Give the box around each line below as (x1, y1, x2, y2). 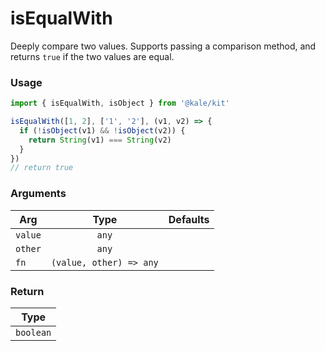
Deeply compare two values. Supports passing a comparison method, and (10, 40, 317, 52)
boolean (15, 327, 52, 338)
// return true (10, 163, 74, 173)
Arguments (10, 187, 67, 201)
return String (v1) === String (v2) (28, 135, 172, 145)
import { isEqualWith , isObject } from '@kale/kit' (10, 98, 230, 109)
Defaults (168, 212, 210, 226)
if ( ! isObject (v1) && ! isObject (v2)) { (19, 125, 186, 136)
